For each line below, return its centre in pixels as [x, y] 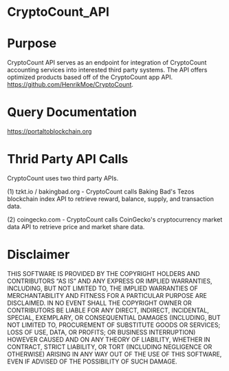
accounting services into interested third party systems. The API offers [107, 70]
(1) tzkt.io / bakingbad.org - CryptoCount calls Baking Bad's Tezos [101, 191]
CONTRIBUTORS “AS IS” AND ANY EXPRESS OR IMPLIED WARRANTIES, [110, 281]
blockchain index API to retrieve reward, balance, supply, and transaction [111, 199]
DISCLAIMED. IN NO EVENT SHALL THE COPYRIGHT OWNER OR [100, 303]
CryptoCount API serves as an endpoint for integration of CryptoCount [107, 63]
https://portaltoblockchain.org [50, 131]
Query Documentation [72, 113]
